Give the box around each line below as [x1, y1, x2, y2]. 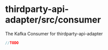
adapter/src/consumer [5, 14, 101, 25]
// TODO [5, 40, 19, 45]
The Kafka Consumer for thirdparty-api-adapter [5, 30, 103, 36]
